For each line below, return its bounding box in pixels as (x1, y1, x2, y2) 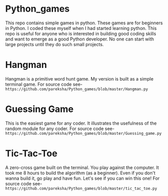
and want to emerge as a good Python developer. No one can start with (5, 36, 154, 42)
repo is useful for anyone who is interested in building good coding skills (5, 30, 156, 36)
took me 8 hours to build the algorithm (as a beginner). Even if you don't (5, 170, 156, 176)
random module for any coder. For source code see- (5, 125, 115, 132)
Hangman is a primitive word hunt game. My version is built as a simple (5, 75, 154, 82)
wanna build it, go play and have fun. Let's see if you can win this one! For (5, 175, 160, 181)
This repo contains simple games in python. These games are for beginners (5, 20, 163, 26)
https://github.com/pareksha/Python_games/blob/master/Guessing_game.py (5, 131, 162, 136)
